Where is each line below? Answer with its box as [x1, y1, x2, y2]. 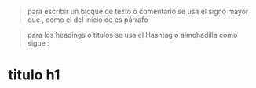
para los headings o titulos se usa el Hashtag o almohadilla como [27, 31, 238, 39]
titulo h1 [8, 66, 60, 84]
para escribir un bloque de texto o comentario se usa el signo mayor [27, 7, 249, 16]
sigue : [27, 38, 49, 48]
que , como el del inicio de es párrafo [27, 15, 148, 24]
